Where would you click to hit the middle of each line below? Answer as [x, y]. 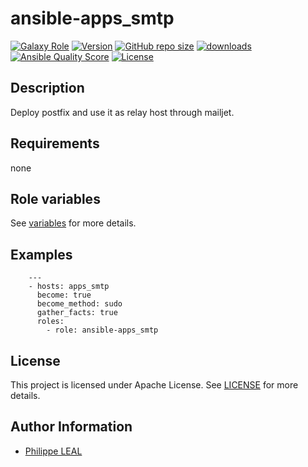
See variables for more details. [73, 223]
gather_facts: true [77, 313]
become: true [64, 295]
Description [47, 88]
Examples [41, 254]
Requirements [55, 143]
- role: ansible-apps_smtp [102, 330]
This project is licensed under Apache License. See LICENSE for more [154, 385]
